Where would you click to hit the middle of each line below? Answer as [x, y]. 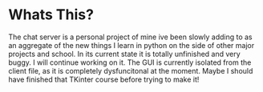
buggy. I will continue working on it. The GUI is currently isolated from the [130, 62]
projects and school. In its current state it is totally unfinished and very [124, 54]
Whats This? [51, 15]
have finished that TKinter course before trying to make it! [104, 79]
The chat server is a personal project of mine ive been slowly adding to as [130, 37]
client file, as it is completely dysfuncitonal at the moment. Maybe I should [131, 70]
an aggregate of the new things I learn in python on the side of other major [131, 45]
